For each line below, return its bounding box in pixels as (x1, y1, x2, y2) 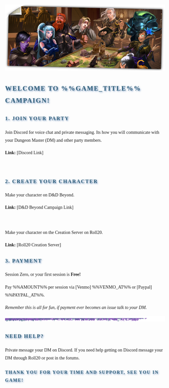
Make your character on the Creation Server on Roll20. (5, 229, 104, 235)
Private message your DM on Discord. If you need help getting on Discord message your (5, 347, 163, 353)
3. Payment (5, 257, 43, 264)
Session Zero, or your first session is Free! (5, 272, 81, 277)
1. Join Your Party (5, 115, 70, 122)
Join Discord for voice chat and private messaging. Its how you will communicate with (5, 130, 160, 135)
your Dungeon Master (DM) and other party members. (5, 138, 102, 143)
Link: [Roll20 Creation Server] (5, 242, 61, 248)
